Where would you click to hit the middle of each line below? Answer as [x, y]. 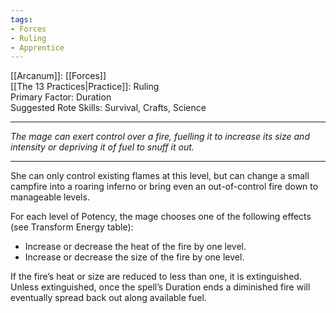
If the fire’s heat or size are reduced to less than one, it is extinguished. [156, 277]
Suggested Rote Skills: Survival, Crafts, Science [108, 108]
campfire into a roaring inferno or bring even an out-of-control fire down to [164, 187]
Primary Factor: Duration [61, 97]
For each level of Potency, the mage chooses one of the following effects [161, 217]
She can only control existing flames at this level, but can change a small [160, 176]
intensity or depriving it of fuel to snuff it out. [102, 147]
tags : [21, 19]
